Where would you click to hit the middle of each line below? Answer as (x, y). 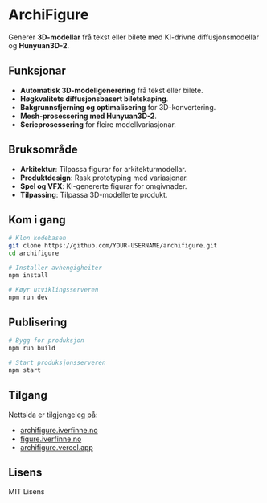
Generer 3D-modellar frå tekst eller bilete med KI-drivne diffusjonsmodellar (134, 37)
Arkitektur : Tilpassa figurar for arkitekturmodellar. (103, 169)
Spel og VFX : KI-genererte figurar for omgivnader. (103, 186)
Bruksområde (43, 150)
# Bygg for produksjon (46, 341)
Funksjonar (37, 71)
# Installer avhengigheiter (55, 268)
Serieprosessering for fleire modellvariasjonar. (98, 124)
